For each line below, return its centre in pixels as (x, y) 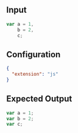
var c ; (15, 124)
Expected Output (39, 99)
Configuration (34, 54)
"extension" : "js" (35, 74)
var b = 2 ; (20, 118)
